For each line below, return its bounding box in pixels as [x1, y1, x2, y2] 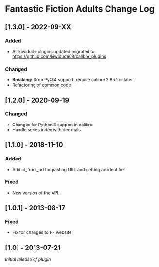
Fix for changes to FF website [12, 230, 72, 235]
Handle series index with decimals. [12, 126, 82, 132]
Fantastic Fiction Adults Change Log [5, 3, 155, 15]
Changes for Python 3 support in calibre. [12, 122, 94, 127]
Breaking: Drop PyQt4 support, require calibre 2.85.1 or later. [12, 77, 134, 83]
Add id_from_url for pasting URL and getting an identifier [12, 166, 125, 172]
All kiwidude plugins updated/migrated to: [12, 48, 96, 54]
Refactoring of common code [12, 82, 71, 88]
